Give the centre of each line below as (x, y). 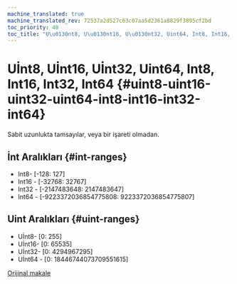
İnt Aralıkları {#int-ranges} (67, 157)
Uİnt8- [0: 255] (40, 236)
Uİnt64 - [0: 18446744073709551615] (73, 259)
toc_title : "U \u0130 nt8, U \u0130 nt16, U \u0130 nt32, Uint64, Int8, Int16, (119, 34)
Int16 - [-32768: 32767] (52, 182)
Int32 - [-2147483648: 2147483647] (71, 189)
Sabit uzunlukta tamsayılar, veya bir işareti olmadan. (84, 135)
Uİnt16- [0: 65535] (45, 244)
